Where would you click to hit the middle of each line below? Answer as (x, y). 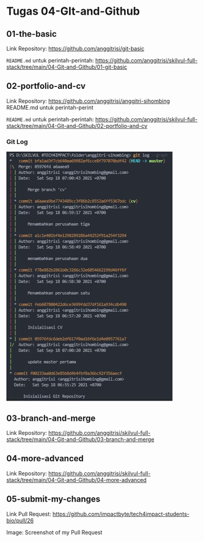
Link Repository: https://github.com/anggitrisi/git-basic (75, 48)
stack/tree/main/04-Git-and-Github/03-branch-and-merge (80, 439)
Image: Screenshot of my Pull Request (54, 532)
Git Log (17, 141)
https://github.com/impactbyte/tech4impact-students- (121, 514)
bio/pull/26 (20, 520)
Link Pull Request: (29, 514)
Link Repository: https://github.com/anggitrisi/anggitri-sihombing (88, 101)
